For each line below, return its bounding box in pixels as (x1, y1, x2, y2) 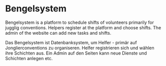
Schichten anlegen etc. (5, 55, 53, 61)
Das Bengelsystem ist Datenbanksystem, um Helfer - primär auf (5, 39, 137, 45)
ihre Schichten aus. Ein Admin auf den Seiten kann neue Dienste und (5, 50, 147, 56)
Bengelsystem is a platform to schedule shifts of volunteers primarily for (5, 19, 154, 25)
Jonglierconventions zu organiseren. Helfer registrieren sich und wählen (5, 45, 154, 51)
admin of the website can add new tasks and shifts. (5, 30, 111, 36)
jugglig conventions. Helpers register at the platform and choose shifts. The (5, 24, 161, 30)
